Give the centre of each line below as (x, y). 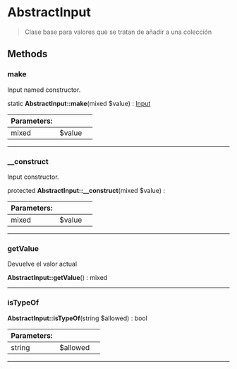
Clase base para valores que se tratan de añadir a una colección (118, 32)
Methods (28, 54)
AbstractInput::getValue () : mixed (57, 278)
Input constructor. (33, 177)
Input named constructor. (44, 90)
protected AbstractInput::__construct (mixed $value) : (86, 190)
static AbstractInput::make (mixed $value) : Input (79, 103)
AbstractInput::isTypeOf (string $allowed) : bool (78, 318)
